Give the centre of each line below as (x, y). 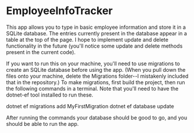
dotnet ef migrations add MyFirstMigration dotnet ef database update (90, 106)
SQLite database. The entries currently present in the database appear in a (96, 33)
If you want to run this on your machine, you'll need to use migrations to (93, 64)
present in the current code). (41, 52)
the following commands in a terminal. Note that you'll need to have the (92, 88)
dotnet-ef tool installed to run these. (50, 95)
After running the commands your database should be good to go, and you (97, 117)
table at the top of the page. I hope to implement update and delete (87, 39)
